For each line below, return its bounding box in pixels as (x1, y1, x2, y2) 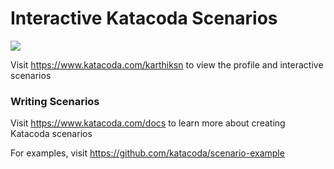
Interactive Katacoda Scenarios (10, 7, 278, 30)
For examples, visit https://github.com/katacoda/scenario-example (10, 147, 285, 159)
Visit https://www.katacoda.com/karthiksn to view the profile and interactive (10, 58, 324, 71)
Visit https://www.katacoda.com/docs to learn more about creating (10, 117, 286, 129)
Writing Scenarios (10, 94, 100, 108)
